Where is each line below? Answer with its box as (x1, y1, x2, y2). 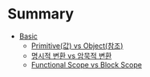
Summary (7, 5, 74, 23)
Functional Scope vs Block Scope (30, 59, 142, 69)
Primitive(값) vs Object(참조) (30, 41, 124, 51)
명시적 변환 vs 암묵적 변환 (30, 51, 112, 60)
